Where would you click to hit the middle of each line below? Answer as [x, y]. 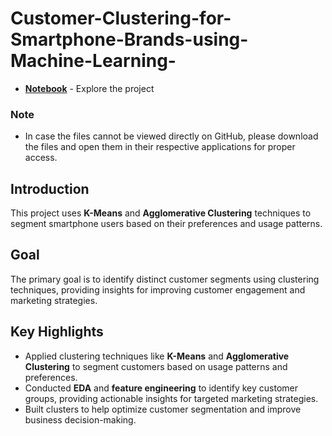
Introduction [50, 188]
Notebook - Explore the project [89, 88]
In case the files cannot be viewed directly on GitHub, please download [171, 136]
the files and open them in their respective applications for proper [160, 147]
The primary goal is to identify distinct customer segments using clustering [165, 279]
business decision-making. [80, 419]
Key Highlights [57, 332]
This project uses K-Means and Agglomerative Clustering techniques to [161, 213]
